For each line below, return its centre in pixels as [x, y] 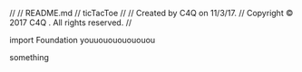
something [29, 57]
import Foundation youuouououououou [83, 40]
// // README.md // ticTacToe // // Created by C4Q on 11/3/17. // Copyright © [151, 13]
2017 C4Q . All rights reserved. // [71, 22]
